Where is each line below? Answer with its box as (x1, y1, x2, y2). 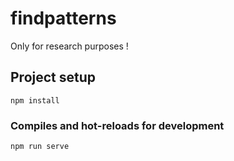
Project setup (10, 69, 97, 86)
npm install (10, 95, 60, 106)
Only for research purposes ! (10, 40, 129, 52)
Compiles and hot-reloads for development (10, 118, 225, 132)
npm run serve (10, 142, 70, 152)
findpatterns (10, 7, 117, 30)
